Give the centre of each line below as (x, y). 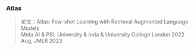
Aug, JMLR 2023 (41, 41)
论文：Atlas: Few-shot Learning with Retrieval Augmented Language (104, 22)
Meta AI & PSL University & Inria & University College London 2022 (103, 35)
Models (30, 28)
